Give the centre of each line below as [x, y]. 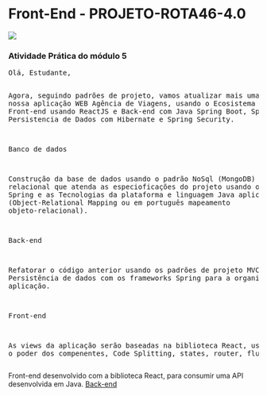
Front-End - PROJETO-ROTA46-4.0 [127, 14]
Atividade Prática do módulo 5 [68, 56]
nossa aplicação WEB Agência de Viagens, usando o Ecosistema [132, 104]
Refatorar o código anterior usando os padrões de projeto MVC [134, 270]
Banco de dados [38, 149]
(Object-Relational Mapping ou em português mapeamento [119, 203]
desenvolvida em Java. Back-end [63, 384]
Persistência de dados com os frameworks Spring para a [119, 278]
